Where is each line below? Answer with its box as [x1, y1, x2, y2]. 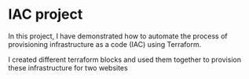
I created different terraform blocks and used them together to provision [8, 55, 242, 64]
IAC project [8, 5, 83, 23]
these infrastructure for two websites [8, 63, 128, 72]
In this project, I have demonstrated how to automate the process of [8, 31, 228, 41]
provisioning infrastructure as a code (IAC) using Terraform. [8, 39, 202, 48]
